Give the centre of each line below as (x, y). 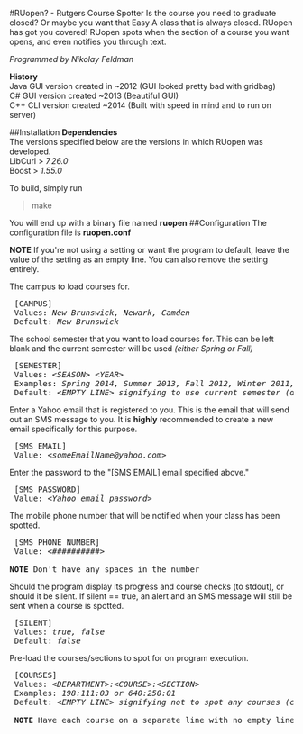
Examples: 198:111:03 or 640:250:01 (95, 693)
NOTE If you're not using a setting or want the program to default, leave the (150, 250)
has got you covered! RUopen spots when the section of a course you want (149, 32)
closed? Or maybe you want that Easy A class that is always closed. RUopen (151, 23)
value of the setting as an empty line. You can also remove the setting (139, 259)
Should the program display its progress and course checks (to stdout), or (147, 586)
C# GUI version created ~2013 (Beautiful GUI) (94, 95)
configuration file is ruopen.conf (70, 232)
